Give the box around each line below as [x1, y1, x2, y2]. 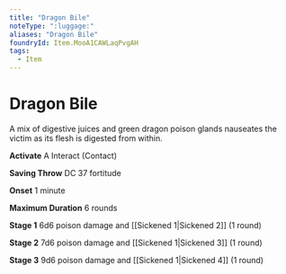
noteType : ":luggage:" [9, 22, 94, 31]
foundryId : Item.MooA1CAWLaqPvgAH [9, 38, 139, 48]
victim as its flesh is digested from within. [9, 132, 164, 144]
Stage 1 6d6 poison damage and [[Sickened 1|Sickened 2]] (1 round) [9, 219, 263, 230]
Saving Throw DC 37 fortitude [9, 167, 121, 178]
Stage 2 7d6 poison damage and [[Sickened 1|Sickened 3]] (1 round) [9, 237, 263, 248]
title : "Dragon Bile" [9, 13, 91, 22]
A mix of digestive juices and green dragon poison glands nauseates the [9, 123, 277, 134]
